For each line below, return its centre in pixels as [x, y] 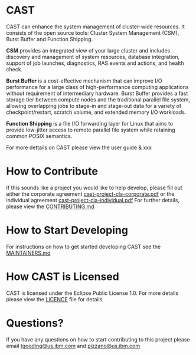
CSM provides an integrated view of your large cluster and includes [88, 50]
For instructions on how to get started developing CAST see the [84, 246]
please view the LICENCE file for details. [55, 299]
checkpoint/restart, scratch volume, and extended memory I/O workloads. [96, 112]
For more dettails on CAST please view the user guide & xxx [79, 147]
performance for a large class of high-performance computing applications [97, 87]
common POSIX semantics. [39, 136]
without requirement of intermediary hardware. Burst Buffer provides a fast [97, 93]
